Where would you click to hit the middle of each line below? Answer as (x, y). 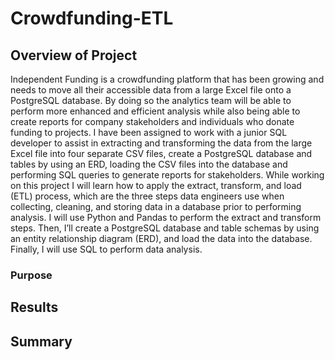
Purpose (31, 275)
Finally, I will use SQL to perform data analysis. (106, 249)
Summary (41, 341)
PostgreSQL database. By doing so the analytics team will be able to (151, 100)
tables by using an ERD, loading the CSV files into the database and (149, 164)
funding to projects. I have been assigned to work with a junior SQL (149, 132)
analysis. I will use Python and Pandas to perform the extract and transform (166, 217)
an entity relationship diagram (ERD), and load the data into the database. (161, 238)
